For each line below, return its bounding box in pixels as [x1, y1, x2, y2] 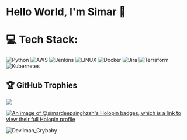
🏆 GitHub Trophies [6, 80, 78, 90]
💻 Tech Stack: [6, 33, 78, 46]
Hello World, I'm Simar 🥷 [6, 5, 126, 19]
